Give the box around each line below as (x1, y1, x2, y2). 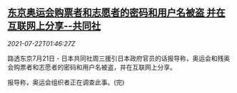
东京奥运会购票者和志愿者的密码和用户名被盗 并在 (7, 6, 226, 19)
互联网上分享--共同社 (7, 20, 101, 32)
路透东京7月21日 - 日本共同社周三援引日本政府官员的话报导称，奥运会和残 (7, 54, 224, 62)
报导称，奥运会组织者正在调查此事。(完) (7, 77, 125, 87)
